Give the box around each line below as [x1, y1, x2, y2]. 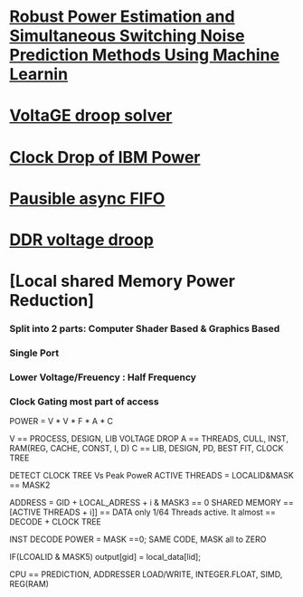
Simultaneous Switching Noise [9, 25, 245, 46]
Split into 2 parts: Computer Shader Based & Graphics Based [9, 323, 280, 336]
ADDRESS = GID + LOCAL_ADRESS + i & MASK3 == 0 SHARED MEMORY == [9, 497, 294, 508]
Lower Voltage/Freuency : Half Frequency [9, 371, 197, 384]
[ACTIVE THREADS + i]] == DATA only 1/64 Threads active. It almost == [9, 507, 276, 517]
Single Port [9, 346, 60, 359]
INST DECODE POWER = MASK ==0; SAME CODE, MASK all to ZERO [9, 534, 267, 545]
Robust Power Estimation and [9, 6, 235, 27]
